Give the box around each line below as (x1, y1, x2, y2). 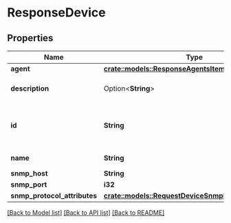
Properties (7, 32, 54, 44)
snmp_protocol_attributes (10, 191, 98, 200)
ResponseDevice (7, 5, 106, 21)
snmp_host (10, 169, 48, 178)
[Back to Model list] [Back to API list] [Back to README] (7, 209, 165, 217)
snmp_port (10, 180, 47, 189)
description (10, 84, 49, 93)
